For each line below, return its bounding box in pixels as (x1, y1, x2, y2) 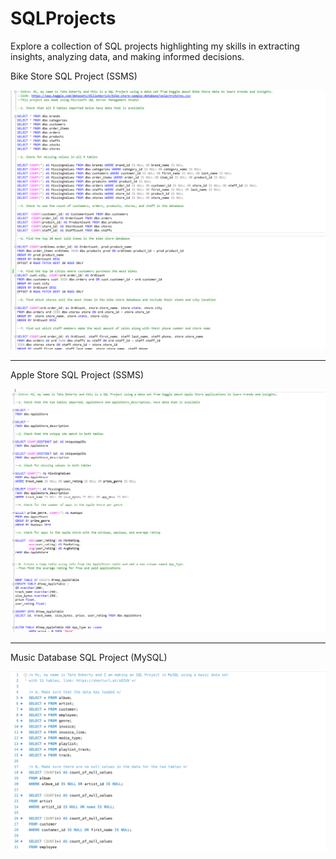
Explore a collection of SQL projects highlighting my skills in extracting (10, 40, 300, 52)
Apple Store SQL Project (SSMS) (10, 369, 145, 381)
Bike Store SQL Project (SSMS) (10, 70, 138, 82)
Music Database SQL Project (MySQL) (10, 651, 168, 663)
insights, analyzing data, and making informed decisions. (10, 50, 245, 62)
